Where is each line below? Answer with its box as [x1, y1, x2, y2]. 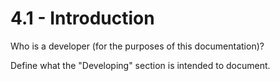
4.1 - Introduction [10, 7, 155, 30]
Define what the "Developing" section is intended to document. [10, 59, 271, 71]
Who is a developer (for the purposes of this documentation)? [10, 40, 265, 52]
